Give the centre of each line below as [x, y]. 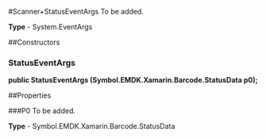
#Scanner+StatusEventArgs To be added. [76, 12]
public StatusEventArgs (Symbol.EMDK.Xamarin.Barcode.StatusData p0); [133, 80]
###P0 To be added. [42, 111]
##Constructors [34, 42]
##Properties [30, 95]
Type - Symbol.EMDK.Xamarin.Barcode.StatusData [92, 126]
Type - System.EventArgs [50, 27]
